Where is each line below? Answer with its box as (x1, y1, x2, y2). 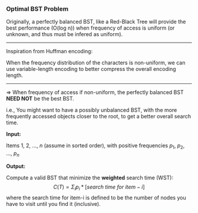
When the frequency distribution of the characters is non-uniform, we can (6, 59, 186, 66)
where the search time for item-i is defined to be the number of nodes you (6, 194, 187, 201)
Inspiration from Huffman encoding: (6, 48, 93, 55)
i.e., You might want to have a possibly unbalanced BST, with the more (6, 106, 177, 114)
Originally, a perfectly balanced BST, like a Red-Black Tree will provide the (6, 18, 186, 25)
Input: (6, 131, 21, 138)
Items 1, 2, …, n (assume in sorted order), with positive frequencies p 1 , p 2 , (6, 142, 185, 151)
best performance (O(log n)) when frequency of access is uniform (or (6, 24, 175, 31)
